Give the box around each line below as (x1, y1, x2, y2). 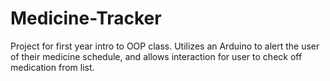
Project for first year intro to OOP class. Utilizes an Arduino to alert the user (10, 40, 320, 52)
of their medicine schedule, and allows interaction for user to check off (10, 50, 303, 62)
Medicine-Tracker (10, 7, 162, 30)
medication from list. (10, 61, 95, 73)
